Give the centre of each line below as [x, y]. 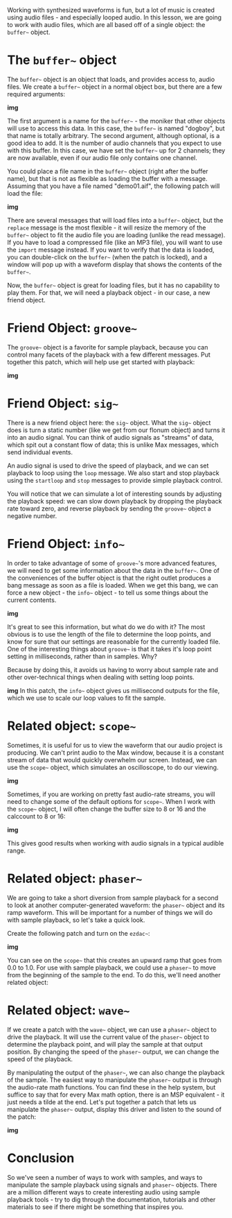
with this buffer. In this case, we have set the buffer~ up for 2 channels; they [116, 150]
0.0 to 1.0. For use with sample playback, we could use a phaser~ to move [112, 968]
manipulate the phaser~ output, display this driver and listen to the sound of [114, 1109]
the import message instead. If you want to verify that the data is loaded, [111, 250]
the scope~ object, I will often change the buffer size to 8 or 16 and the [107, 809]
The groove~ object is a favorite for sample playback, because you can [108, 347]
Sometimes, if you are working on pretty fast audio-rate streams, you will [111, 794]
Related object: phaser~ [75, 878]
